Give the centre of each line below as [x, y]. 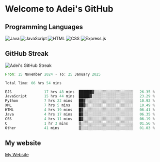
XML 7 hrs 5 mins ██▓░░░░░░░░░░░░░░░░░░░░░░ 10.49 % [80, 105]
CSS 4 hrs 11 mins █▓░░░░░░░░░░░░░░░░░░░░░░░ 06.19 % [80, 119]
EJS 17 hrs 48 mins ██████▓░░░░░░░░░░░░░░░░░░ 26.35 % [80, 92]
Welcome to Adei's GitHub [59, 9]
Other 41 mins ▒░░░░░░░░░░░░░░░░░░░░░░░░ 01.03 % [80, 128]
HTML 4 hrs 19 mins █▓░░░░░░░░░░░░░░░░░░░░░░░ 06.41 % [80, 110]
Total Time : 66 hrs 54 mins [33, 83]
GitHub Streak [27, 54]
